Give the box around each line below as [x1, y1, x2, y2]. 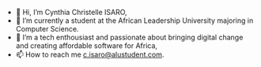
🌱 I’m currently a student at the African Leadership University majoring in [15, 16, 254, 25]
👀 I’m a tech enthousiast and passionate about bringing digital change [15, 32, 244, 42]
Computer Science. [15, 24, 79, 33]
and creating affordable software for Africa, [15, 41, 158, 50]
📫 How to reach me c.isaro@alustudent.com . [15, 50, 165, 59]
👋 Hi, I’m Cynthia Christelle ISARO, [15, 8, 128, 17]
